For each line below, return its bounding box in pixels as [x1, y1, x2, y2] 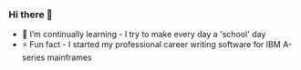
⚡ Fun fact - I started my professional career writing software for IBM [21, 39, 282, 50]
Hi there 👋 [8, 8, 54, 21]
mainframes [47, 52, 92, 63]
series [21, 52, 46, 63]
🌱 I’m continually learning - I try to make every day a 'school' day [21, 29, 266, 40]
